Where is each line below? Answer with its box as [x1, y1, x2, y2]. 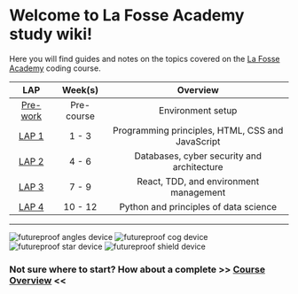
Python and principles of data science [119, 200, 278, 213]
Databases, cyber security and [134, 150, 263, 162]
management [170, 186, 226, 198]
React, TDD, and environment [137, 174, 260, 187]
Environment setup [158, 104, 238, 116]
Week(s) [61, 83, 99, 96]
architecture [172, 160, 223, 173]
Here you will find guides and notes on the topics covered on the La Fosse [9, 53, 280, 64]
